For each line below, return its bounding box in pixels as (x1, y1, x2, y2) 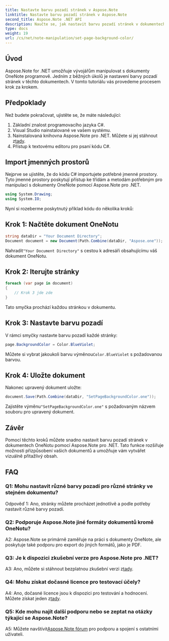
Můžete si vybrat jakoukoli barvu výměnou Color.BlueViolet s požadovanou (5, 351, 162, 357)
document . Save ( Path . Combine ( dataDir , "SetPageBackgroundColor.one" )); (5, 394, 156, 399)
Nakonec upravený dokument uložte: (5, 385, 82, 391)
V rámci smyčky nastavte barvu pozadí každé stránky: (5, 332, 118, 338)
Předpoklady (5, 99, 46, 107)
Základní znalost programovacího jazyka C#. (12, 122, 105, 128)
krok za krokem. (5, 84, 39, 90)
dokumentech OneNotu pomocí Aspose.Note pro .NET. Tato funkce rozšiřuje (5, 442, 164, 448)
